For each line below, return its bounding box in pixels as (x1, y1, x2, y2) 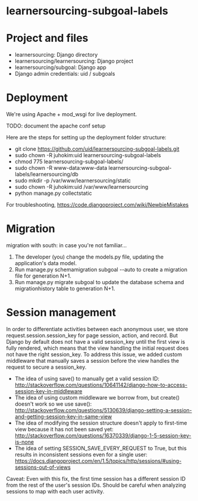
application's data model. (14, 260, 77, 266)
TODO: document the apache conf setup (6, 122, 106, 129)
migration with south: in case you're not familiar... (6, 242, 127, 248)
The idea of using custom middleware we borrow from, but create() (14, 394, 180, 401)
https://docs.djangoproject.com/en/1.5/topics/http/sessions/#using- (14, 457, 182, 464)
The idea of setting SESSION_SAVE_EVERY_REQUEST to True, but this (14, 444, 187, 452)
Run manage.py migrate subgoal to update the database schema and (14, 279, 184, 285)
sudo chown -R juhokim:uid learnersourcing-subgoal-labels (14, 152, 162, 159)
